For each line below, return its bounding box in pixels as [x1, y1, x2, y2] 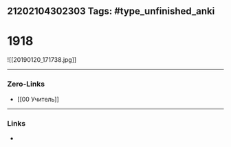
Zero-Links [7, 79, 45, 89]
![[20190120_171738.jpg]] [7, 56, 77, 64]
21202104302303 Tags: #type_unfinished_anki [7, 5, 215, 17]
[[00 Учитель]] [16, 95, 60, 103]
